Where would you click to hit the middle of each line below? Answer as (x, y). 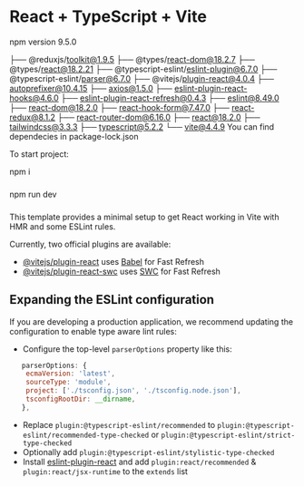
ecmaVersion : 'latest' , (71, 374)
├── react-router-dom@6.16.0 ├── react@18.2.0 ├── (159, 117)
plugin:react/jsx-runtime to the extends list (105, 471)
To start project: (39, 154)
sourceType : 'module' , (69, 383)
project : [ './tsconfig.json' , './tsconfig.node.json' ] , (134, 391)
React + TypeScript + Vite (108, 17)
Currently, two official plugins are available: (90, 244)
